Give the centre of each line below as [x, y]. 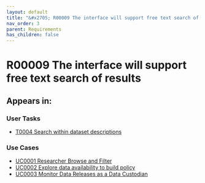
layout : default [27, 12]
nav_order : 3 [23, 23]
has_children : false [33, 35]
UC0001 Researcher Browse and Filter [64, 161]
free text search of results [74, 78]
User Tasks [24, 119]
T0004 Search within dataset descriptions [68, 132]
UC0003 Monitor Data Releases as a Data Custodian [82, 174]
